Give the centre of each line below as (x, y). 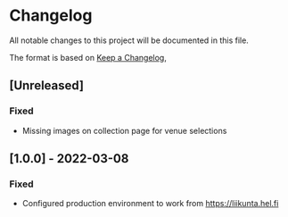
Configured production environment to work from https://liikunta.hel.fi (150, 204)
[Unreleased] (47, 86)
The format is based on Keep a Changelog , (88, 57)
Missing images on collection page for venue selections (124, 130)
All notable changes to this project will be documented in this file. (129, 40)
